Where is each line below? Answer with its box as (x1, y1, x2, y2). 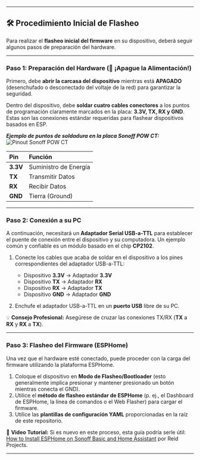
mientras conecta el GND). (14, 385, 80, 393)
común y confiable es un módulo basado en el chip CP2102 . (6, 242, 154, 249)
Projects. (6, 441, 28, 448)
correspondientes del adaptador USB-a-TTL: (14, 260, 125, 267)
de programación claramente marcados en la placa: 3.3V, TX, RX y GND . (6, 108, 185, 115)
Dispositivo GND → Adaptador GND (23, 291, 111, 298)
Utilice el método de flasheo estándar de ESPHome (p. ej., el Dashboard (14, 391, 194, 399)
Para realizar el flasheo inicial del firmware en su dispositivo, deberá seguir (6, 37, 193, 44)
